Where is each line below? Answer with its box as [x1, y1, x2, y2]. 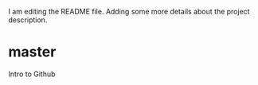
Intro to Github [8, 69, 56, 79]
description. [8, 15, 48, 25]
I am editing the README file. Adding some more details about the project [8, 7, 250, 16]
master [8, 43, 57, 61]
